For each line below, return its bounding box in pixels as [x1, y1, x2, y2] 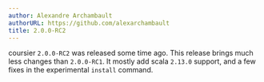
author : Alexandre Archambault [8, 11, 113, 20]
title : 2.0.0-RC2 [8, 26, 66, 34]
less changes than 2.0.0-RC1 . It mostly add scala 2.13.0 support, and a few [8, 57, 256, 66]
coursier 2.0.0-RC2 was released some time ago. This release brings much [8, 49, 254, 58]
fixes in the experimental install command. [8, 65, 154, 75]
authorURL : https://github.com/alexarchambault [8, 19, 170, 27]
